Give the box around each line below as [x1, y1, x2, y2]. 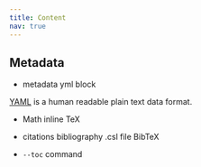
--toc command [22, 149, 83, 160]
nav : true [9, 22, 47, 31]
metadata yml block [22, 79, 96, 90]
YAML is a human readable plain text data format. [9, 97, 193, 107]
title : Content [9, 13, 67, 23]
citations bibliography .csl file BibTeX [22, 132, 160, 143]
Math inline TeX [22, 114, 81, 125]
